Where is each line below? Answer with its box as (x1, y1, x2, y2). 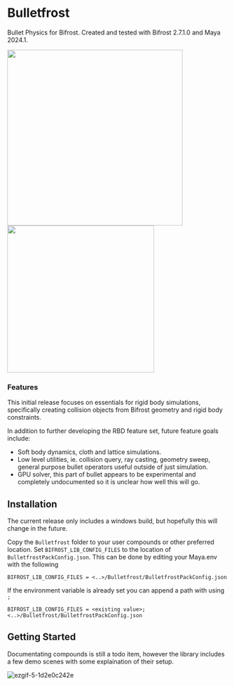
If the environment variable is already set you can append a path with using (7, 586, 225, 595)
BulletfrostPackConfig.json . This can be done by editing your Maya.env (7, 553, 217, 562)
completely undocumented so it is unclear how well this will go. (17, 478, 200, 486)
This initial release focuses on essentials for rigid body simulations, (7, 399, 201, 407)
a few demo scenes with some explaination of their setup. (7, 657, 174, 666)
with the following (7, 560, 59, 569)
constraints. (7, 413, 42, 422)
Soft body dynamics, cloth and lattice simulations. (17, 448, 162, 456)
